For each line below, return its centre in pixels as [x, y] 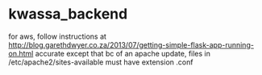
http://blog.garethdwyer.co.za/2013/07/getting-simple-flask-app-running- [131, 44]
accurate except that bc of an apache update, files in [123, 53]
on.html [21, 53]
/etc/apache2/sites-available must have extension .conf [101, 62]
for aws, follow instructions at [58, 36]
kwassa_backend [68, 14]
